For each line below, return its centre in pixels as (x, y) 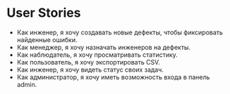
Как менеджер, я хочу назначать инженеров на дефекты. (104, 47)
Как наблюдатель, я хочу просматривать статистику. (97, 55)
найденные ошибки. (47, 39)
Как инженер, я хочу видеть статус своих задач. (90, 69)
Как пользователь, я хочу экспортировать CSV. (88, 62)
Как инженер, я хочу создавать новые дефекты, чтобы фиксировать (120, 32)
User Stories (44, 13)
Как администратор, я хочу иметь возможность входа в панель (113, 77)
